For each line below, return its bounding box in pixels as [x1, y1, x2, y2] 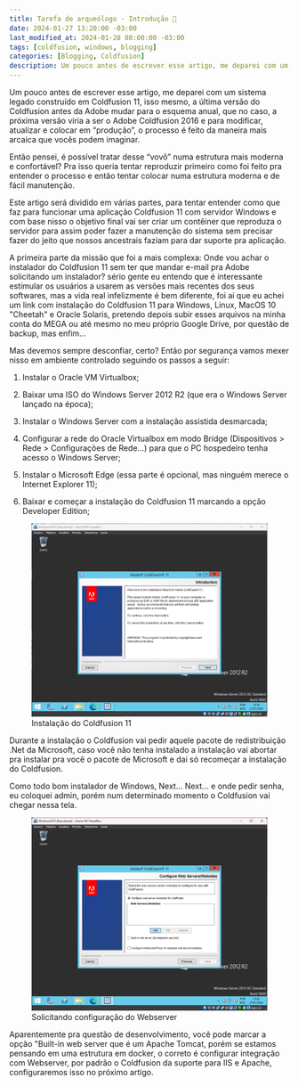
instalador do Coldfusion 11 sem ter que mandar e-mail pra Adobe [9, 262, 250, 272]
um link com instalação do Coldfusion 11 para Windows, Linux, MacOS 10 [9, 299, 277, 310]
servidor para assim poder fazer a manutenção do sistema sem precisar [9, 225, 273, 236]
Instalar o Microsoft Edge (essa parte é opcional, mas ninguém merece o [21, 470, 289, 480]
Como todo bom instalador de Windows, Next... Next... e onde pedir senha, [9, 780, 285, 791]
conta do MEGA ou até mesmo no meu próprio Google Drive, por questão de [9, 319, 290, 329]
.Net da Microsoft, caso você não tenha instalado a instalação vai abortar [9, 744, 278, 755]
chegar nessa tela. [9, 799, 77, 810]
